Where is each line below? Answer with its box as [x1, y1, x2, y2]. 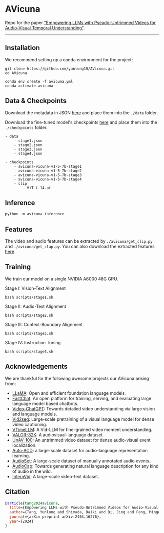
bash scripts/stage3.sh [5, 331, 54, 336]
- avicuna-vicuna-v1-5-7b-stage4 [14, 177, 82, 182]
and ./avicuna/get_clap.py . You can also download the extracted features [5, 244, 155, 250]
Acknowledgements [5, 362, 68, 371]
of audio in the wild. [12, 468, 52, 474]
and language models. [12, 411, 57, 417]
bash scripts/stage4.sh [5, 349, 54, 354]
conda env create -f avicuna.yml [5, 79, 73, 84]
